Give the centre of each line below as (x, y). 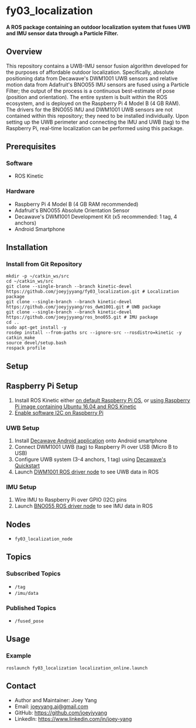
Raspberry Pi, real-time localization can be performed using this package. (95, 128)
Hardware (20, 191)
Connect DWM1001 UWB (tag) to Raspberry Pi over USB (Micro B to (96, 446)
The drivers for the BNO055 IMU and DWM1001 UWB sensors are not (89, 109)
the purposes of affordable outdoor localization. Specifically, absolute (90, 72)
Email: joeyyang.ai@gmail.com (51, 706)
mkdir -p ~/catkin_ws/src (37, 276)
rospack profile (26, 348)
